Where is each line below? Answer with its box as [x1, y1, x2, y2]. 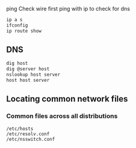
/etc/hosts [6, 126, 34, 132]
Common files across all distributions [6, 112, 118, 120]
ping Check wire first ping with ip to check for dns [6, 5, 131, 12]
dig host [6, 60, 28, 67]
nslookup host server [6, 72, 61, 78]
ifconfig [6, 22, 28, 28]
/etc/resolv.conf [6, 131, 50, 137]
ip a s [6, 17, 23, 23]
